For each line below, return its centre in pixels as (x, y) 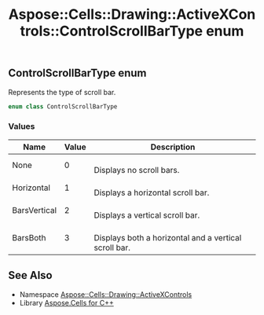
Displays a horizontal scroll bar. (152, 192)
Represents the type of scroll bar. (62, 92)
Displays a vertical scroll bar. (147, 215)
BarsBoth (29, 237)
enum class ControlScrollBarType (63, 106)
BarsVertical (35, 210)
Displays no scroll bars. (137, 170)
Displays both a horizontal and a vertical (168, 237)
